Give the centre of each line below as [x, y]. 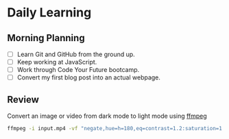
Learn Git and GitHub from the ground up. [76, 54]
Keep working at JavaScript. [57, 62]
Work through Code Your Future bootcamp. [78, 70]
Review [23, 100]
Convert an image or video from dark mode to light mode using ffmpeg [107, 116]
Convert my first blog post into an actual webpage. [89, 77]
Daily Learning [49, 13]
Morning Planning [46, 38]
